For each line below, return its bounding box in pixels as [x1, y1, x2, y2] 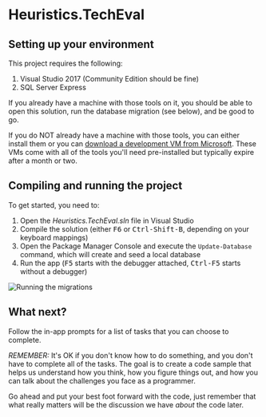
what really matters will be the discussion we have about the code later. [8, 399, 244, 409]
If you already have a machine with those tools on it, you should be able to [8, 98, 253, 107]
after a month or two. [8, 156, 77, 165]
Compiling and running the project [8, 179, 183, 193]
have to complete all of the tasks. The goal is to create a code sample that [8, 359, 252, 368]
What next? [8, 305, 67, 319]
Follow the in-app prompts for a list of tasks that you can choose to [8, 326, 229, 336]
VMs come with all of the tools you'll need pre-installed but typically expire [8, 148, 254, 157]
